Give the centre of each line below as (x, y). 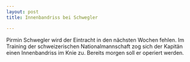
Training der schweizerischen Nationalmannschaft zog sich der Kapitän (95, 46)
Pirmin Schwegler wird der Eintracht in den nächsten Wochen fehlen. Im (95, 40)
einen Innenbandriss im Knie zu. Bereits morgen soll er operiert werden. (95, 52)
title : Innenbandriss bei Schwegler (52, 17)
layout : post (23, 12)
